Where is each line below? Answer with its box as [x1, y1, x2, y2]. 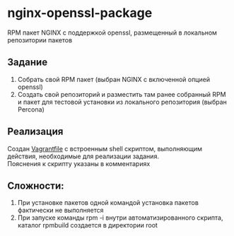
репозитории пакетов [7, 35, 73, 44]
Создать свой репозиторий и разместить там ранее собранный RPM [17, 90, 226, 98]
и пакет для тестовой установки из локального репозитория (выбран [17, 98, 228, 106]
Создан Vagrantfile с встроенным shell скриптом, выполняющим [7, 144, 203, 153]
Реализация [7, 126, 64, 138]
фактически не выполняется [17, 206, 104, 215]
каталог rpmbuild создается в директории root [17, 221, 158, 230]
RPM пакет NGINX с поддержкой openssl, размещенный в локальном [7, 28, 218, 37]
